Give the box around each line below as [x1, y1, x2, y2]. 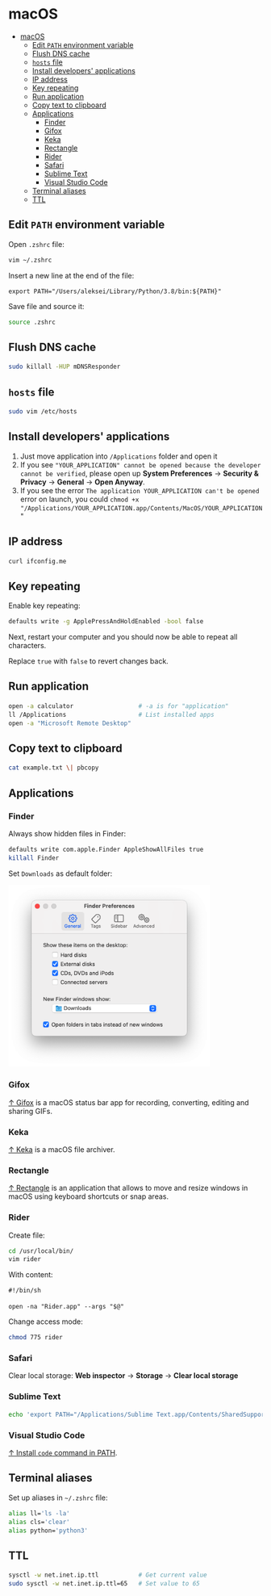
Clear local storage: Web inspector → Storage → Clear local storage [8, 1371, 239, 1380]
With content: [8, 1270, 54, 1280]
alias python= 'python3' [8, 1527, 89, 1535]
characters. [8, 641, 47, 651]
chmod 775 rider [8, 1334, 63, 1342]
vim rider [8, 1255, 42, 1263]
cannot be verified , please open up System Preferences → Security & [19, 468, 260, 478]
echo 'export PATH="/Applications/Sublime [8, 1410, 153, 1418]
